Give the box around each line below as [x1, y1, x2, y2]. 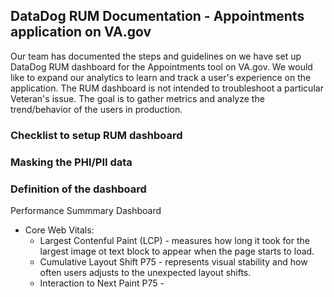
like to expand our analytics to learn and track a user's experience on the [10, 71, 312, 83]
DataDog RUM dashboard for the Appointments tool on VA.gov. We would [10, 60, 313, 73]
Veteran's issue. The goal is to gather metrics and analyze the [10, 92, 265, 104]
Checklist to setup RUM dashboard [10, 128, 183, 142]
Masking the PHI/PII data [10, 155, 133, 169]
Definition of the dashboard [10, 182, 147, 196]
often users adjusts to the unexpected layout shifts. [39, 266, 252, 278]
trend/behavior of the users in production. [10, 103, 183, 115]
